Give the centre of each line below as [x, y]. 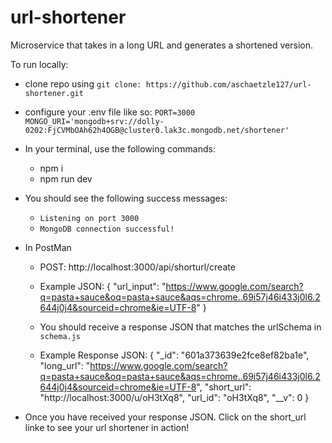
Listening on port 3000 [89, 218]
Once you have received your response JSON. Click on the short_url [165, 417]
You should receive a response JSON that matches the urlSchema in [180, 327]
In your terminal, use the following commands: [120, 148]
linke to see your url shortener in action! [107, 427]
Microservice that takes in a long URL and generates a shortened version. [162, 45]
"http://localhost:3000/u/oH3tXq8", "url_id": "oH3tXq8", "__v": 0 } [174, 397]
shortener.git [54, 93]
